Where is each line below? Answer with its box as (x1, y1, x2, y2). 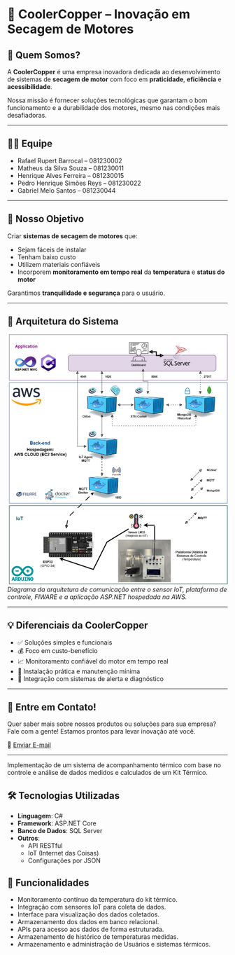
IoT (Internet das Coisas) (27, 849, 99, 858)
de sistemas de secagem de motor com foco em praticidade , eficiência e (7, 75, 222, 83)
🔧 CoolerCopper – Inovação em (7, 6, 191, 22)
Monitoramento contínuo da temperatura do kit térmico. (17, 895, 178, 903)
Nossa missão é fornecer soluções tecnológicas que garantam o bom (7, 96, 208, 104)
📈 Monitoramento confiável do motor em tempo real (17, 657, 169, 665)
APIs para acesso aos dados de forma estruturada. (17, 925, 164, 933)
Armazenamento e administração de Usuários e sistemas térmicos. (17, 940, 211, 948)
